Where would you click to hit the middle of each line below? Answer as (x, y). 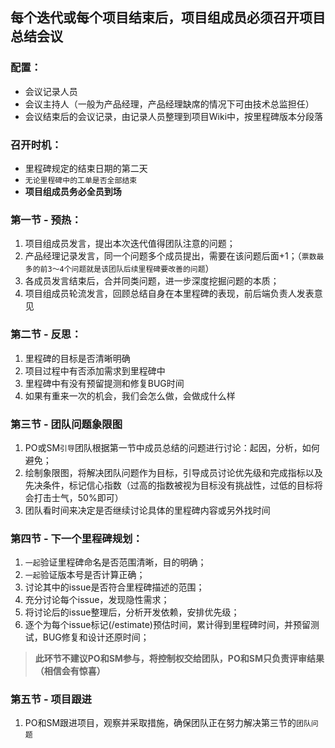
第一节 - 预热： (46, 220)
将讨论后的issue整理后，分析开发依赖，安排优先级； (132, 612)
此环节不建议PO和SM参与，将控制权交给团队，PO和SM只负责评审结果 (179, 659)
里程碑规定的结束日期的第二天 (86, 168)
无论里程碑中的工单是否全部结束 (81, 180)
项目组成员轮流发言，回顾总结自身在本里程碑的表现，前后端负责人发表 (169, 294)
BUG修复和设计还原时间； (96, 637)
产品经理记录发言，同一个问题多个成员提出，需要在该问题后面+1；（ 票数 (170, 256)
